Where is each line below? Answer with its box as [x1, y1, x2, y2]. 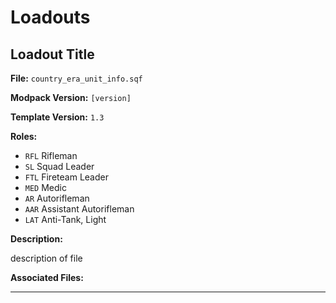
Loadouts [10, 6, 91, 29]
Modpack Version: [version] [10, 92, 132, 103]
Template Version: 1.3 [10, 111, 105, 123]
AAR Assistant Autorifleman [24, 203, 135, 215]
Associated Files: [10, 272, 84, 283]
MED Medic [24, 182, 67, 193]
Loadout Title [10, 46, 95, 63]
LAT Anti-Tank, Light [24, 214, 107, 225]
